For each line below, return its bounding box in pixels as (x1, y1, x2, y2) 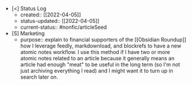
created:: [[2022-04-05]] (20, 11, 81, 18)
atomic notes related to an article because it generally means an (20, 55, 175, 62)
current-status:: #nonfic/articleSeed (20, 23, 107, 30)
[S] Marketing (11, 30, 45, 37)
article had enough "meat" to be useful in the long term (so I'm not (20, 61, 180, 68)
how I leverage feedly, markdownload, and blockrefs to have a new (20, 42, 181, 49)
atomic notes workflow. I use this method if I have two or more (20, 49, 170, 55)
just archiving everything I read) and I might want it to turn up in (20, 67, 173, 74)
